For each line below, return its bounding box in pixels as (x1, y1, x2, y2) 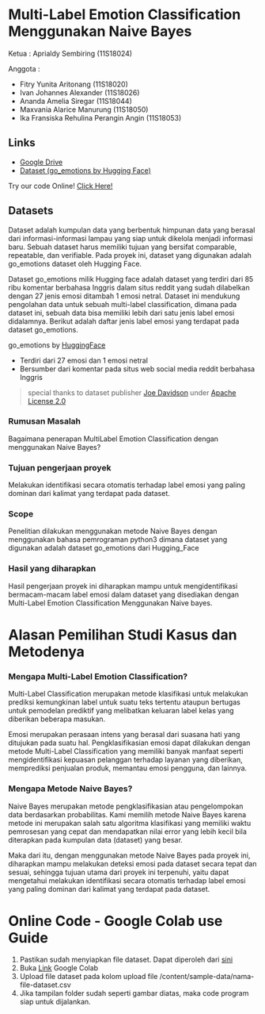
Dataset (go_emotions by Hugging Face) (19, 165, 152, 175)
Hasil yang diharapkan (8, 563, 97, 574)
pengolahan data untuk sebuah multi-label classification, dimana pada (8, 299, 237, 309)
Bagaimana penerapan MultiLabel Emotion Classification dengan (8, 434, 219, 444)
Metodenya (8, 643, 85, 660)
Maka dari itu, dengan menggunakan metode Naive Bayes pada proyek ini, (8, 851, 251, 860)
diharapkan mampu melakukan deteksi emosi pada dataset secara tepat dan (8, 858, 257, 868)
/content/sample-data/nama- (159, 972, 255, 981)
